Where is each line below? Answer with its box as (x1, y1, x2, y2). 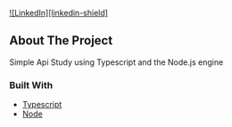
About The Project (9, 33, 113, 48)
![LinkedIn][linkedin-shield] (9, 8, 109, 18)
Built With (9, 79, 54, 91)
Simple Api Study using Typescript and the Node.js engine (9, 57, 224, 67)
